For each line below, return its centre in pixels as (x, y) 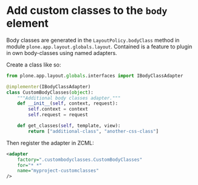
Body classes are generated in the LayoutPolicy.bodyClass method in (93, 40)
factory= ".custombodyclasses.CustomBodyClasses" (80, 160)
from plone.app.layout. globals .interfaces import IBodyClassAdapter (95, 76)
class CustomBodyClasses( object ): (50, 92)
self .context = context (58, 109)
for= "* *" (30, 165)
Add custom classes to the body (87, 11)
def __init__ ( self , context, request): (68, 103)
